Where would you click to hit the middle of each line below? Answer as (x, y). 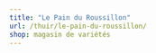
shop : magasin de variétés (60, 34)
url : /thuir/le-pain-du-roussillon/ (78, 26)
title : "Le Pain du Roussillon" (70, 18)
